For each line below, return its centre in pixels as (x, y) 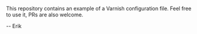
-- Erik (14, 26)
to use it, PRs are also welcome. (45, 15)
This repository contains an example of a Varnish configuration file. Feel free (99, 8)
